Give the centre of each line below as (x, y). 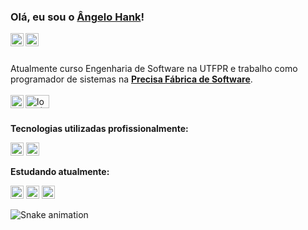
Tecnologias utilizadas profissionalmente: (99, 129)
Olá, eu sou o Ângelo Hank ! (77, 17)
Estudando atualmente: (60, 172)
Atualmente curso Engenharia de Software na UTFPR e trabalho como (154, 69)
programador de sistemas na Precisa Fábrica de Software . (131, 79)
